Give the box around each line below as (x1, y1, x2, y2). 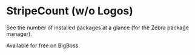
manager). (6, 30, 32, 37)
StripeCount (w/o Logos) (6, 4, 133, 18)
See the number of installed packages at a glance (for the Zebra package (6, 24, 189, 31)
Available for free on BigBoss (6, 42, 79, 49)
